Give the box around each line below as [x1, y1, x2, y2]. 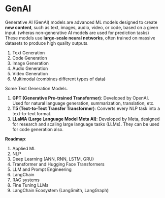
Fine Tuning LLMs [12, 182, 49, 188]
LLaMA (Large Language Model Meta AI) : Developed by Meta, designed [12, 116, 160, 122]
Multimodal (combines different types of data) [12, 76, 106, 82]
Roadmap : [5, 136, 27, 142]
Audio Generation [12, 65, 48, 71]
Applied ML [12, 145, 36, 151]
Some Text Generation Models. [5, 85, 68, 91]
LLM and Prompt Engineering [12, 166, 72, 172]
